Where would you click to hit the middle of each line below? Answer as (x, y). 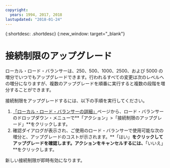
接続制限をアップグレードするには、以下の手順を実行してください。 (76, 101)
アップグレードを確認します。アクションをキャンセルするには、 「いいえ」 (88, 143)
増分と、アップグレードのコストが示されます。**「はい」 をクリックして (88, 137)
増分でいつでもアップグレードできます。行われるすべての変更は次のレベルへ (85, 77)
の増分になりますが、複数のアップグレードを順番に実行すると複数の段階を (83, 84)
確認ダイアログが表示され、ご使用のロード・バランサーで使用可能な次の (88, 130)
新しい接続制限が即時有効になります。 (45, 160)
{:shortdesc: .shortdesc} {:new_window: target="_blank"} (65, 34)
